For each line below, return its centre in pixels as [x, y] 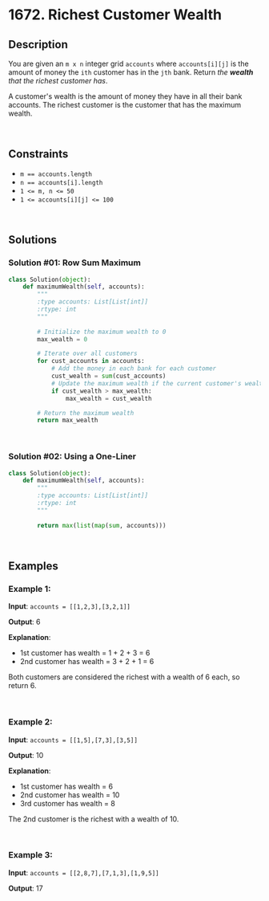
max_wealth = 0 [62, 339]
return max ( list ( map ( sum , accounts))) [102, 525]
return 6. [22, 686]
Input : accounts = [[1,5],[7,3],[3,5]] [73, 740]
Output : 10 [26, 755]
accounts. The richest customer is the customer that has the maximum [125, 105]
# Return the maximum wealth [86, 413]
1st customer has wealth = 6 [66, 786]
